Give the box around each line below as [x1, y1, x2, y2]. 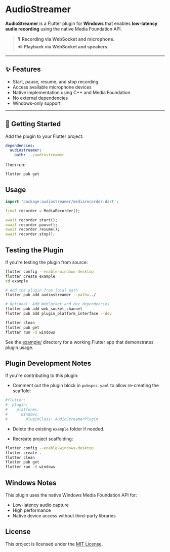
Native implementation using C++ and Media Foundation [12, 89, 131, 95]
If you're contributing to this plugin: [5, 372, 79, 379]
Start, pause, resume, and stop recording [12, 78, 99, 84]
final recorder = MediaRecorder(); [5, 208, 80, 213]
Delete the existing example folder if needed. [12, 426, 105, 432]
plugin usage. [5, 344, 34, 351]
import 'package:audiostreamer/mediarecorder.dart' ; [5, 199, 119, 204]
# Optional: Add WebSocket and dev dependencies [5, 302, 110, 307]
